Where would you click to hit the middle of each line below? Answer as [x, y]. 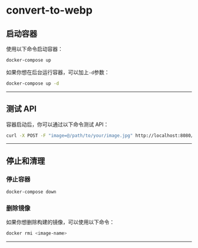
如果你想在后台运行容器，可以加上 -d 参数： [58, 72]
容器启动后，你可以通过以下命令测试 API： [57, 124]
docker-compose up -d [33, 83]
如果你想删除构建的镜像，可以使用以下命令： [60, 222]
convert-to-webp [49, 10]
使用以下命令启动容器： [34, 49]
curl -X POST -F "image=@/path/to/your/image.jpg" [70, 136]
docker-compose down [32, 192]
